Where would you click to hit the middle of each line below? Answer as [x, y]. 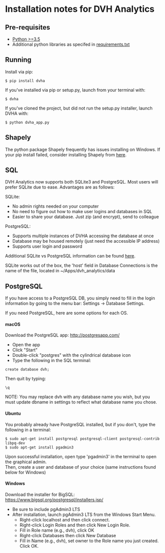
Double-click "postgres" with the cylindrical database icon [71, 355]
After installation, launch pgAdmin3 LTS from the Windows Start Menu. [84, 515]
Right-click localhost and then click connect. [65, 519]
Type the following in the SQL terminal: [51, 361]
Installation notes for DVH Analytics [80, 9]
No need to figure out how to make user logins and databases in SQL [82, 212]
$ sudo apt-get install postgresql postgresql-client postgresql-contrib [82, 439]
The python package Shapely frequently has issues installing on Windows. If [83, 149]
